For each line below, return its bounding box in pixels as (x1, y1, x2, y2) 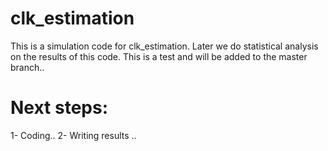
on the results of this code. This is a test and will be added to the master (10, 50, 308, 62)
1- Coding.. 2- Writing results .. (10, 129, 137, 141)
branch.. (10, 61, 45, 73)
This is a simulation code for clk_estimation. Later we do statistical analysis (10, 40, 319, 52)
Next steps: (10, 97, 109, 119)
